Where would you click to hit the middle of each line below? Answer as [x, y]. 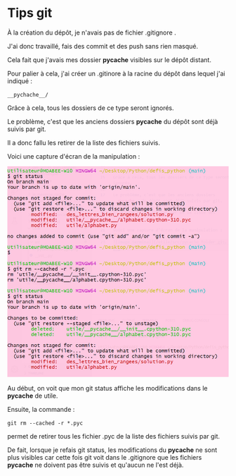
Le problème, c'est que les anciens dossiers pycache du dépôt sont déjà [113, 121]
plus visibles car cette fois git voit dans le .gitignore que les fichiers [105, 458]
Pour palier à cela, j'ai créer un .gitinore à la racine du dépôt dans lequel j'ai [116, 73]
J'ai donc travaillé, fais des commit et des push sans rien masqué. [103, 46]
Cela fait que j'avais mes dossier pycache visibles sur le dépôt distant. [110, 60]
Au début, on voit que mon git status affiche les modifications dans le [107, 389]
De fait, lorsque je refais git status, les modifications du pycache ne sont [112, 450]
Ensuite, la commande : [41, 410]
